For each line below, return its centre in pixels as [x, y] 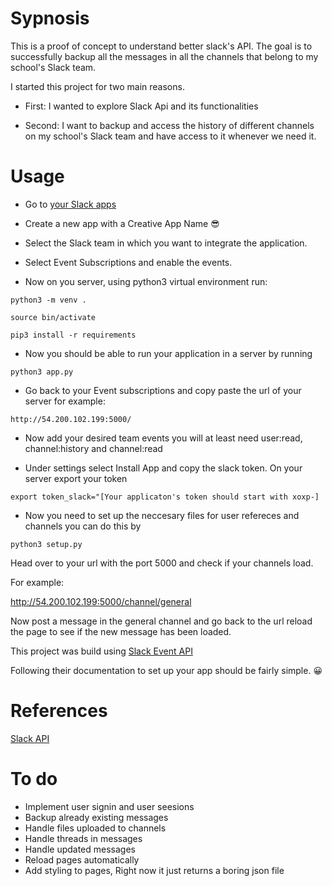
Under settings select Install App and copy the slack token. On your [163, 468]
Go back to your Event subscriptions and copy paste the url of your [163, 390]
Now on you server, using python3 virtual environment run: [146, 281]
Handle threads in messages [83, 838]
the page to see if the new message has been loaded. [121, 631]
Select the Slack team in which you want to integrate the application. [166, 243]
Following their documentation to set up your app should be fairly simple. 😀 [166, 670]
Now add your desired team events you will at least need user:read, [163, 438]
